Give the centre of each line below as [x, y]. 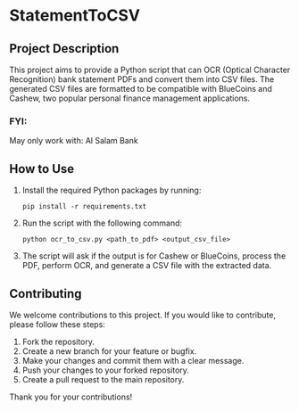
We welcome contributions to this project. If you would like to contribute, [143, 315]
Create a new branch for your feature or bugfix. [109, 351]
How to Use [42, 169]
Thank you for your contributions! [71, 397]
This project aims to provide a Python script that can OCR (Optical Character [150, 70]
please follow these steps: [57, 324]
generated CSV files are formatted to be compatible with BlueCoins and [141, 89]
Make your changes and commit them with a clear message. [133, 360]
